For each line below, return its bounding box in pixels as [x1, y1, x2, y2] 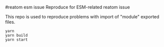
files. [5, 19, 15, 25]
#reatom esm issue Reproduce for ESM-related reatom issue [5, 4, 130, 10]
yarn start [5, 37, 28, 42]
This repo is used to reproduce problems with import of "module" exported [5, 14, 159, 19]
